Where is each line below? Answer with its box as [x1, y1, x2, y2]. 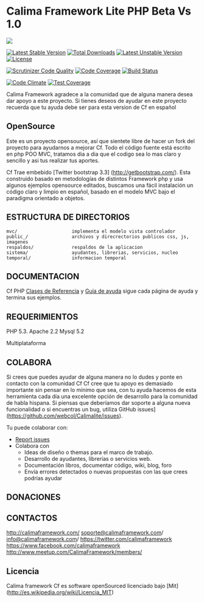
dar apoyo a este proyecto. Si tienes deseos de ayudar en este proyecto [6, 97, 187, 104]
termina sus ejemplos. [6, 294, 62, 301]
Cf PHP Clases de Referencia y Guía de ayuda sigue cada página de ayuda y [6, 287, 199, 295]
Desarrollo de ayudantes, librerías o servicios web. [24, 455, 152, 462]
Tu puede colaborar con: [6, 424, 68, 431]
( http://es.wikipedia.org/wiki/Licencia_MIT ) [6, 589, 114, 596]
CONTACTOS [6, 513, 58, 523]
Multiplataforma [6, 340, 46, 347]
